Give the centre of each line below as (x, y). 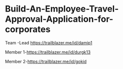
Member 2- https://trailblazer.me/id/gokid (46, 61)
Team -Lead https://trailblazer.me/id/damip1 (49, 42)
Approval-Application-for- (59, 19)
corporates (28, 29)
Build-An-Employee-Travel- (62, 9)
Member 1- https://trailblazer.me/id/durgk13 (48, 52)
